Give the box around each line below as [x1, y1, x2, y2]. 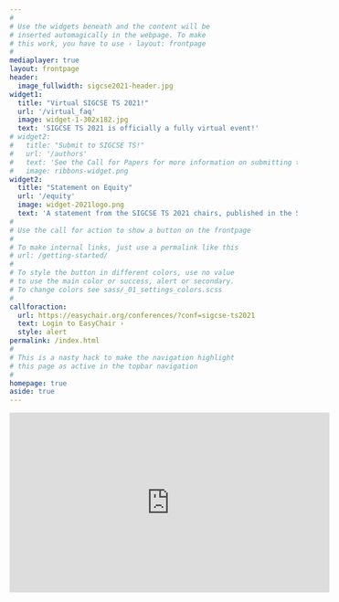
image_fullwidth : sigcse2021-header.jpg [17, 81, 174, 90]
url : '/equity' [17, 192, 76, 201]
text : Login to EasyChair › [17, 319, 125, 329]
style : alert [17, 328, 68, 337]
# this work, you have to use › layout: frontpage [9, 38, 207, 48]
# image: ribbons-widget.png [9, 166, 129, 175]
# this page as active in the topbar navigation [9, 362, 198, 371]
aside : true [9, 387, 55, 396]
